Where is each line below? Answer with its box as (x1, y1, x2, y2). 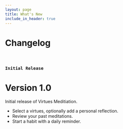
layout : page (5, 7, 32, 12)
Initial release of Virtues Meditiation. (5, 99, 78, 105)
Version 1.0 (5, 83, 52, 93)
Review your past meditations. (12, 113, 73, 119)
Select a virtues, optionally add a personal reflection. (12, 108, 119, 114)
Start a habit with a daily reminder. (12, 118, 82, 125)
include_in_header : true (5, 16, 56, 21)
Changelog (5, 37, 51, 48)
